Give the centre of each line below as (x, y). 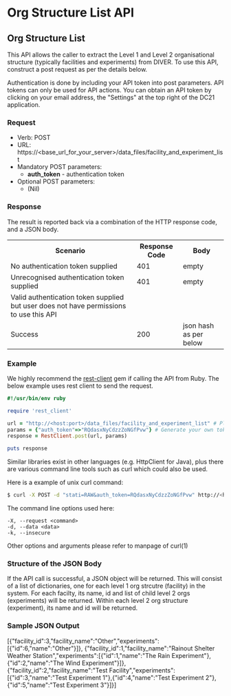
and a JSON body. (33, 229)
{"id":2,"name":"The (35, 663)
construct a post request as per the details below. (77, 69)
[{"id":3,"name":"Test (37, 677)
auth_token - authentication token (76, 175)
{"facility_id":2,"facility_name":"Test (57, 670)
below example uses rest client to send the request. (80, 386)
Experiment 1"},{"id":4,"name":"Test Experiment (136, 677)
